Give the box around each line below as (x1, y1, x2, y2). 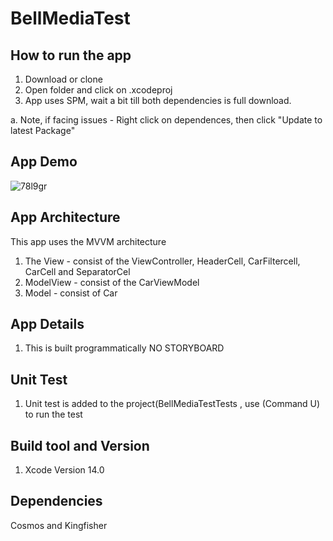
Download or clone (24, 73, 103, 85)
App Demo (10, 153, 78, 171)
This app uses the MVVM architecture (10, 235, 167, 247)
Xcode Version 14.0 (24, 464, 105, 476)
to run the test (24, 408, 83, 421)
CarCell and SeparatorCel (24, 265, 131, 277)
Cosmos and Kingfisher (10, 519, 108, 531)
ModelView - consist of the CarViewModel (24, 276, 200, 288)
